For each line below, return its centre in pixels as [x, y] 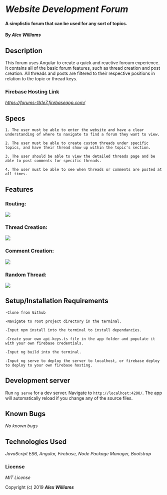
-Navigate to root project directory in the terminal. [63, 321]
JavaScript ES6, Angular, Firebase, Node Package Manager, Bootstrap [78, 454]
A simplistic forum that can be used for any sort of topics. [66, 23]
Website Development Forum [67, 9]
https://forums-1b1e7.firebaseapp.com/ [45, 103]
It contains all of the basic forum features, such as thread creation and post [83, 68]
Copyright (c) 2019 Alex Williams [39, 487]
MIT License [18, 477]
